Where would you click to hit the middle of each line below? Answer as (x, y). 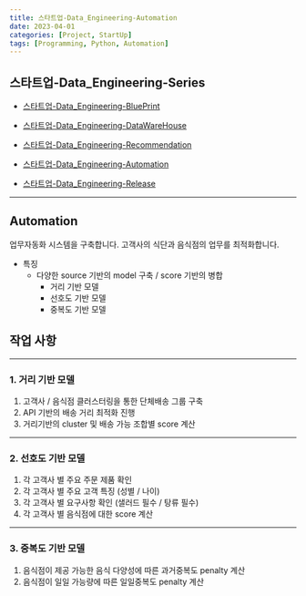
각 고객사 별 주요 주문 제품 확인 (77, 480)
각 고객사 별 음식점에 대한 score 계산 (87, 514)
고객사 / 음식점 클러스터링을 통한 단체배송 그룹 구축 (112, 401)
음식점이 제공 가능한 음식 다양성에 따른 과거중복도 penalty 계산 (134, 570)
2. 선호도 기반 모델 (47, 458)
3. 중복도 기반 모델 (47, 549)
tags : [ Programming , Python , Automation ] (89, 43)
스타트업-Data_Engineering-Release (89, 184)
